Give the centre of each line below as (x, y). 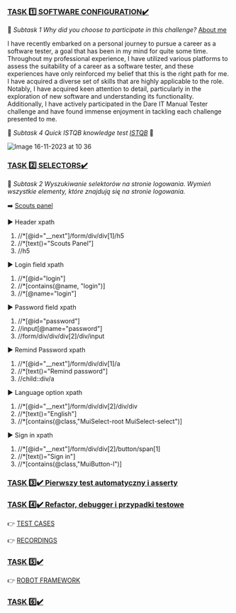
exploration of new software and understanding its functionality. (101, 97)
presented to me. (32, 119)
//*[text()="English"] (47, 413)
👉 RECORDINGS (33, 540)
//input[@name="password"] (60, 328)
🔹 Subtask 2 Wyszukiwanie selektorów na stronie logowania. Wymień (109, 183)
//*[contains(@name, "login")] (61, 286)
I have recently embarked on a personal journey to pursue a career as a (112, 44)
